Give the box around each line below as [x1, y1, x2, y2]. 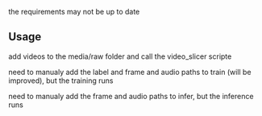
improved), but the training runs [8, 76, 114, 85]
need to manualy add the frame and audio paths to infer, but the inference [8, 91, 254, 101]
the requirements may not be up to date [8, 7, 140, 16]
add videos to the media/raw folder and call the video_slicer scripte [8, 52, 232, 61]
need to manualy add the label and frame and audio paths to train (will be [8, 67, 252, 77]
